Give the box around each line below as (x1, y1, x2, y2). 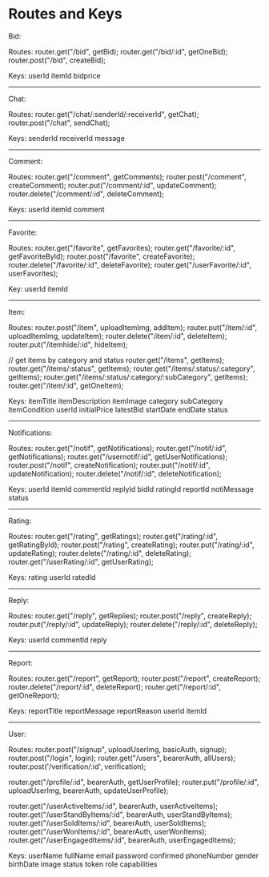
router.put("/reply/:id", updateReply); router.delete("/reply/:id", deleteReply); (8, 619, 258, 629)
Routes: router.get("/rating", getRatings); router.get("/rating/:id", (8, 531, 219, 541)
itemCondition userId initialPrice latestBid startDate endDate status (8, 404, 228, 414)
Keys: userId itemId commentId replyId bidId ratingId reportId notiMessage (8, 484, 255, 493)
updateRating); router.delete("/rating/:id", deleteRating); (8, 548, 192, 557)
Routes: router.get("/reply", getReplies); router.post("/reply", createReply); (8, 610, 252, 621)
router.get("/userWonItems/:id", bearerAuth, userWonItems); (8, 827, 207, 836)
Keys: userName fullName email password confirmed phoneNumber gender (8, 851, 259, 860)
